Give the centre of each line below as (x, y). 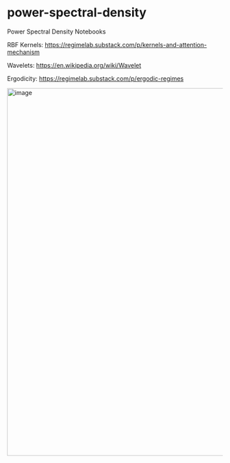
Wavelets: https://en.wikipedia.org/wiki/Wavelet (74, 65)
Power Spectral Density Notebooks (56, 31)
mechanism (23, 52)
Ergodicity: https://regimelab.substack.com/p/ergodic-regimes (95, 78)
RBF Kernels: (25, 44)
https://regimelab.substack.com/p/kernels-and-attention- (126, 44)
